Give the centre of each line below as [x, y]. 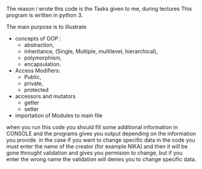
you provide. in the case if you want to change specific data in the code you [101, 140]
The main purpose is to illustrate [46, 27]
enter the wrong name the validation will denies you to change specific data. [101, 159]
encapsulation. [43, 64]
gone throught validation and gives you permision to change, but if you [94, 153]
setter [31, 109]
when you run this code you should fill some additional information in [92, 127]
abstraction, [39, 45]
